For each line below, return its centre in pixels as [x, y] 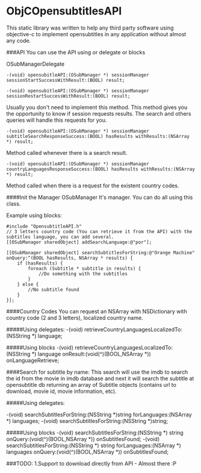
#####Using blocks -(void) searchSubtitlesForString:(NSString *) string [95, 433]
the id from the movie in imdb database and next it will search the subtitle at [100, 378]
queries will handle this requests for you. [57, 120]
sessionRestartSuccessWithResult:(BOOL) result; [68, 96]
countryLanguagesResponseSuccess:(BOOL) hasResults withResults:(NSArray [101, 169]
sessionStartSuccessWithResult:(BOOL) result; [66, 80]
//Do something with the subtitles [83, 274]
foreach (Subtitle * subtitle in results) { [85, 268]
